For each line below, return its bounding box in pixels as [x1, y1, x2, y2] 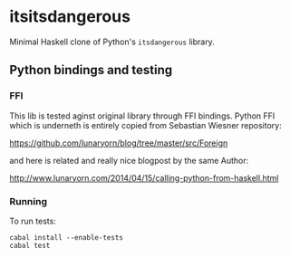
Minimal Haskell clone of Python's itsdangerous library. [9, 36, 215, 47]
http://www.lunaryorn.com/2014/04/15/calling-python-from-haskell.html [9, 172, 279, 183]
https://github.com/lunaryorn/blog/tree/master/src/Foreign [9, 138, 228, 148]
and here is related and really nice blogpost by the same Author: [9, 155, 249, 166]
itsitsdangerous [9, 6, 131, 27]
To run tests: [9, 215, 56, 226]
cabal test [9, 241, 51, 250]
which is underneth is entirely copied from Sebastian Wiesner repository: [9, 119, 283, 130]
